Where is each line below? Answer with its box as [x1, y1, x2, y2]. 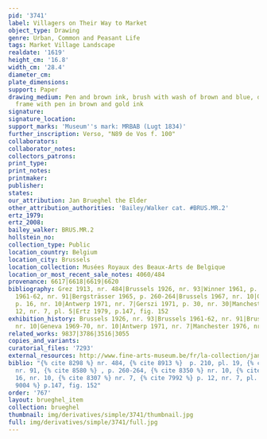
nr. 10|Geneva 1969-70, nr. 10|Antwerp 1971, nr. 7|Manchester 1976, [15, 322, 250, 330]
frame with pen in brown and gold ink [15, 100, 145, 108]
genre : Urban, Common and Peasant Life [8, 33, 141, 42]
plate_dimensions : [8, 78, 69, 86]
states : [8, 188, 34, 197]
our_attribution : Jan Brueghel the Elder [8, 196, 148, 204]
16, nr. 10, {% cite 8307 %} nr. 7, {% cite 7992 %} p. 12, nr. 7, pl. [15, 374, 258, 382]
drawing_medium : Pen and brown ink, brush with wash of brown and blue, [8, 93, 254, 101]
